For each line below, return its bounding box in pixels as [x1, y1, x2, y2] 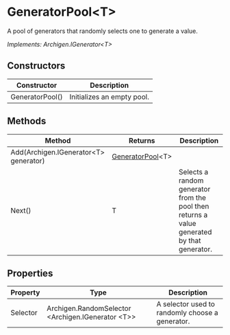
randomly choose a [156, 308, 218, 318]
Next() [10, 205, 31, 215]
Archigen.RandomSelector [47, 303, 131, 313]
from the [179, 193, 207, 203]
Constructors [7, 60, 66, 72]
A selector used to [156, 299, 216, 309]
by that [179, 235, 201, 245]
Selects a [179, 167, 209, 176]
